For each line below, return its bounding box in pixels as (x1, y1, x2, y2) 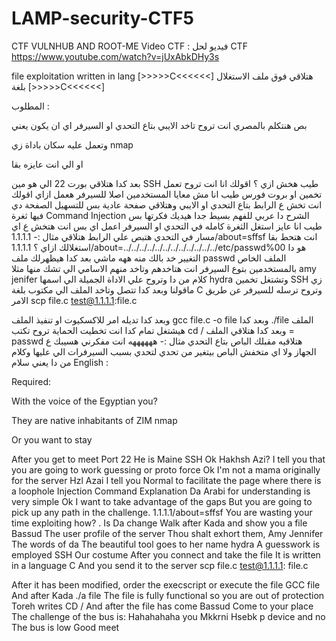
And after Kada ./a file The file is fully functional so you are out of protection (11, 589, 325, 601)
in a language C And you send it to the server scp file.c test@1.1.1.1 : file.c (11, 559, 309, 571)
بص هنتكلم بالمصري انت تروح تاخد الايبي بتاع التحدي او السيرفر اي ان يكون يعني (11, 119, 308, 131)
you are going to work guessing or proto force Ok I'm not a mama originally (11, 463, 321, 476)
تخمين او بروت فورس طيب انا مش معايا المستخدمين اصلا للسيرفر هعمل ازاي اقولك (11, 188, 323, 200)
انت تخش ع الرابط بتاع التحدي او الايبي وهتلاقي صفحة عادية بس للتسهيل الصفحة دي (11, 198, 323, 211)
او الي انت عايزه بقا (11, 158, 84, 170)
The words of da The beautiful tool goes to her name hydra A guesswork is (11, 538, 321, 550)
